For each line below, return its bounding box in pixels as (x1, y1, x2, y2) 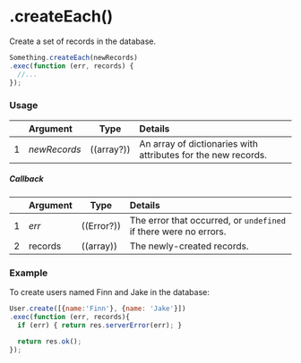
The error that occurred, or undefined (129, 214, 287, 226)
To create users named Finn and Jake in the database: (9, 287, 211, 297)
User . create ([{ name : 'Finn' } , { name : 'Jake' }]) (9, 304, 186, 313)
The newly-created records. (129, 240, 249, 252)
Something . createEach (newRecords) (9, 53, 139, 62)
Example (9, 266, 48, 279)
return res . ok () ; (17, 337, 82, 346)
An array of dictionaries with (139, 137, 258, 149)
